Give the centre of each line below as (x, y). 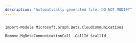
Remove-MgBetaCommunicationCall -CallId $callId (56, 36)
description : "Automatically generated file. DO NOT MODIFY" (69, 10)
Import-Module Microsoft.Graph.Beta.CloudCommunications (64, 27)
